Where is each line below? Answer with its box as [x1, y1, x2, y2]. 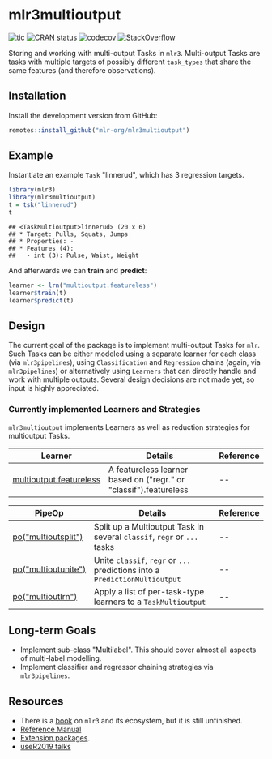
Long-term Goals [8, 624, 96, 637]
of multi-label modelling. [19, 654, 102, 663]
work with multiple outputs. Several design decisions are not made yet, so [8, 375, 255, 384]
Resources [8, 694, 64, 708]
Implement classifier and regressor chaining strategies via [19, 663, 214, 672]
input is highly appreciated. [8, 384, 100, 393]
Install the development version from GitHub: [8, 110, 158, 120]
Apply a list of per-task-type [93, 585, 205, 597]
